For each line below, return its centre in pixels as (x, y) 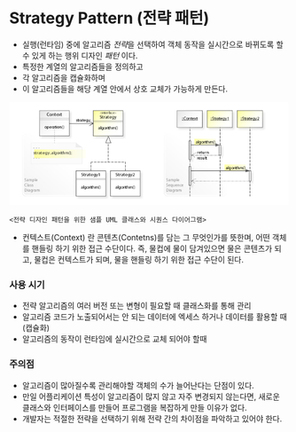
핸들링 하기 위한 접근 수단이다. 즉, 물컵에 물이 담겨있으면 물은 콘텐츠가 (152, 248)
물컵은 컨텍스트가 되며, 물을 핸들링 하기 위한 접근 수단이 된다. (139, 260)
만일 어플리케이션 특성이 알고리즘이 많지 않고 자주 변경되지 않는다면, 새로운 (151, 397)
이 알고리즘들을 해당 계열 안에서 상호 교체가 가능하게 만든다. (125, 89)
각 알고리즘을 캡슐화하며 (64, 77)
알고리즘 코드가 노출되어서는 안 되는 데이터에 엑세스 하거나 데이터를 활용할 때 (155, 317)
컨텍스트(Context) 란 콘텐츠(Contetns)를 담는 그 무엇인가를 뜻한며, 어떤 (146, 238)
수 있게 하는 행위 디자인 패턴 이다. (80, 55)
